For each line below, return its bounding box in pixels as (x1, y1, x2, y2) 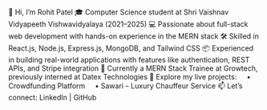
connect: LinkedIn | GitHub (8, 92, 97, 102)
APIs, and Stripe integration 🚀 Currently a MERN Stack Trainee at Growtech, (8, 63, 258, 73)
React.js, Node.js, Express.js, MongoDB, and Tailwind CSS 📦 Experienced (8, 43, 254, 53)
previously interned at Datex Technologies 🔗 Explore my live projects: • (8, 72, 251, 81)
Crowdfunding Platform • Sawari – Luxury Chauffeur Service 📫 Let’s (8, 81, 243, 91)
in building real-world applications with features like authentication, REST (8, 55, 250, 64)
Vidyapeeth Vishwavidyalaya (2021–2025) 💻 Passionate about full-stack (8, 19, 249, 29)
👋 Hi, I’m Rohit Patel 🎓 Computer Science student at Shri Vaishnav (8, 7, 229, 17)
